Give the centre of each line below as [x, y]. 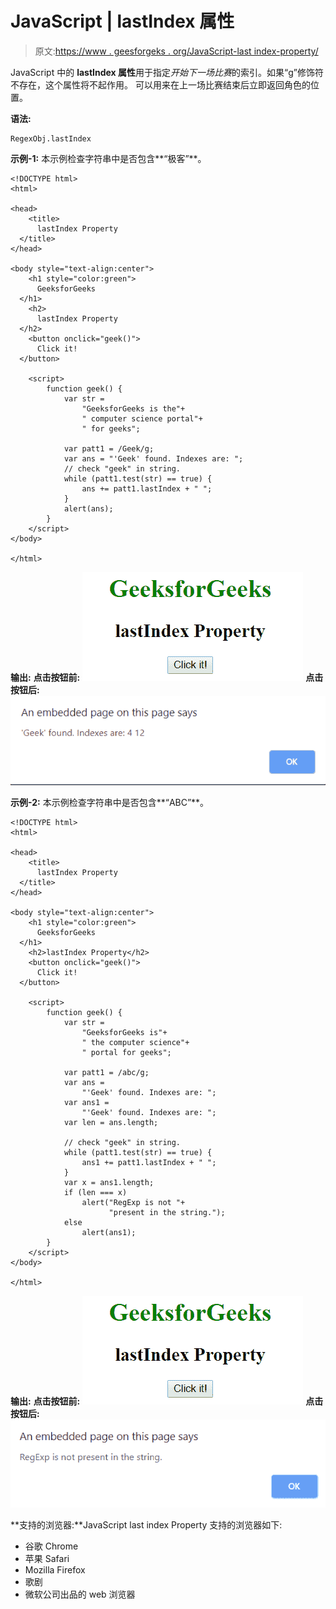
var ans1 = [86, 1102]
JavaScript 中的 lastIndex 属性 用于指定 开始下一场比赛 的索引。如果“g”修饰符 [167, 72]
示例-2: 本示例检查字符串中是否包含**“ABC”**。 [110, 802]
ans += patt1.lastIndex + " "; [147, 488]
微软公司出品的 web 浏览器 [80, 1594]
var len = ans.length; [111, 1122]
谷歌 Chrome [51, 1546]
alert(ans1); [109, 1232]
